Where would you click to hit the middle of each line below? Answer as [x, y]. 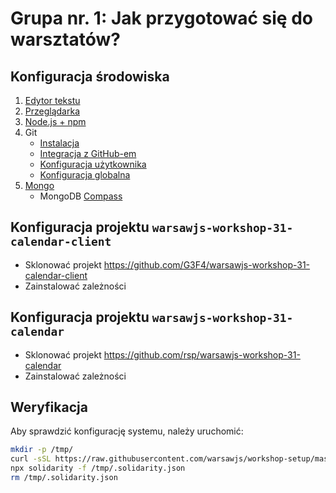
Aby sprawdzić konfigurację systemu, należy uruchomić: [127, 431]
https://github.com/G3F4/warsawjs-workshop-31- [207, 264]
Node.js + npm [55, 121]
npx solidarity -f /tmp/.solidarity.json [98, 468]
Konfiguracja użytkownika [93, 164]
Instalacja [59, 143]
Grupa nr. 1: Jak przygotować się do [161, 18]
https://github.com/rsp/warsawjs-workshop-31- [202, 354]
